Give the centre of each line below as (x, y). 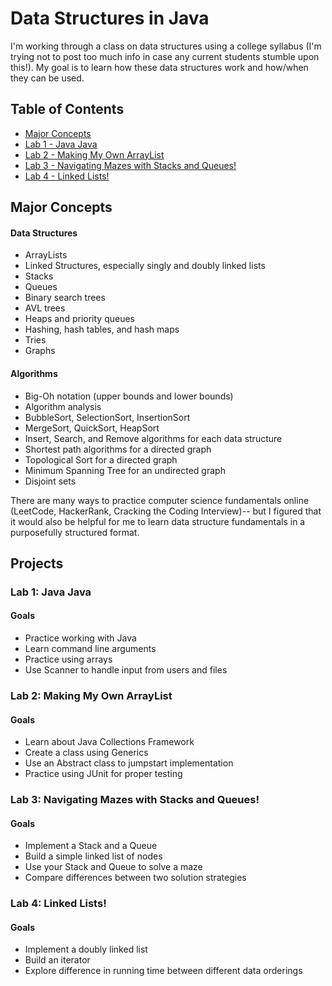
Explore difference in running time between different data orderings (163, 971)
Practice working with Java (80, 638)
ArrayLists (46, 255)
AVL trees (45, 308)
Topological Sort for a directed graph (101, 459)
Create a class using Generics (86, 753)
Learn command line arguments (90, 649)
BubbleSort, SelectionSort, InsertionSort (107, 417)
